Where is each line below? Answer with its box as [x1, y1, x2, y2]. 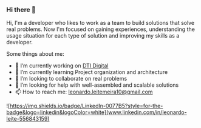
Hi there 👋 [6, 5, 36, 14]
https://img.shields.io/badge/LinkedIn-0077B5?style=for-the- [10, 103, 163, 110]
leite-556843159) [6, 115, 50, 123]
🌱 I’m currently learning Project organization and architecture [15, 69, 168, 76]
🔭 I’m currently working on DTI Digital [15, 62, 109, 69]
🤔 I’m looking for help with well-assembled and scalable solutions [15, 81, 179, 89]
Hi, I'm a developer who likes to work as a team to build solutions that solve [6, 19, 195, 27]
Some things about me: [6, 50, 65, 58]
